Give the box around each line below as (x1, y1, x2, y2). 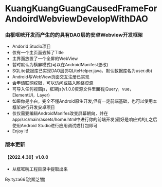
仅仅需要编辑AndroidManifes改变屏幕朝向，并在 (12, 111, 108, 116)
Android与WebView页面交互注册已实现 (12, 74, 90, 80)
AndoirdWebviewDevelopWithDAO (5, 13, 148, 24)
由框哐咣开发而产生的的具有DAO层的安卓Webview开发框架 (5, 32, 143, 38)
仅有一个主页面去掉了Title (12, 50, 64, 56)
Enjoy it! (12, 128, 28, 134)
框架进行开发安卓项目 (12, 104, 55, 110)
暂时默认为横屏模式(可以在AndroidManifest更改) (12, 62, 108, 68)
